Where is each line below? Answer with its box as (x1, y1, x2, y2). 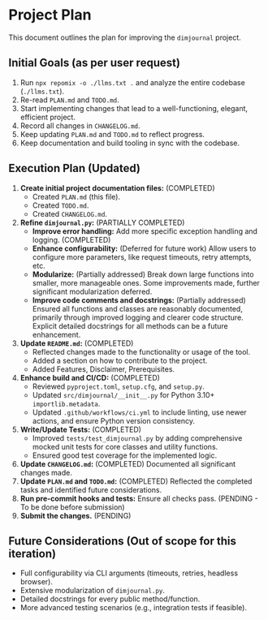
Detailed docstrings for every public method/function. (19, 594, 201, 604)
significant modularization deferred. (32, 286, 153, 296)
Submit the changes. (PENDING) (19, 510, 132, 520)
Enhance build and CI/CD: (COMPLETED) (19, 372, 161, 382)
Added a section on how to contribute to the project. (32, 355, 208, 365)
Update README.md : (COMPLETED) (19, 338, 134, 348)
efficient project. (19, 112, 76, 122)
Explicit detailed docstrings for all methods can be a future (32, 321, 229, 330)
